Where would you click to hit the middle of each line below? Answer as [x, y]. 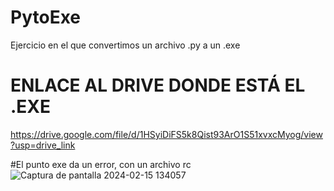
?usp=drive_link [43, 145]
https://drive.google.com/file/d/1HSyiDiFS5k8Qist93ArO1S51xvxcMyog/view [166, 134]
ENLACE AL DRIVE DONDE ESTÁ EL [158, 85]
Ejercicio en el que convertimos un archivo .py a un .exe [125, 45]
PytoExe [45, 17]
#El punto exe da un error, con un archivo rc [101, 164]
